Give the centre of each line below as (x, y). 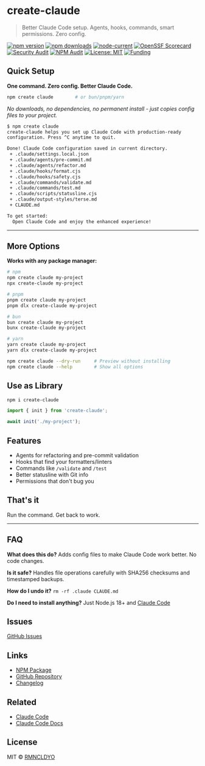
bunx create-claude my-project (47, 328)
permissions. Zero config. (54, 33)
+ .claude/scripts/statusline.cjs (53, 194)
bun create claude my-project (45, 322)
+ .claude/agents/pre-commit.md (50, 160)
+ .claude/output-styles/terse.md (53, 199)
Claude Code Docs (39, 723)
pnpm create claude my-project (47, 300)
